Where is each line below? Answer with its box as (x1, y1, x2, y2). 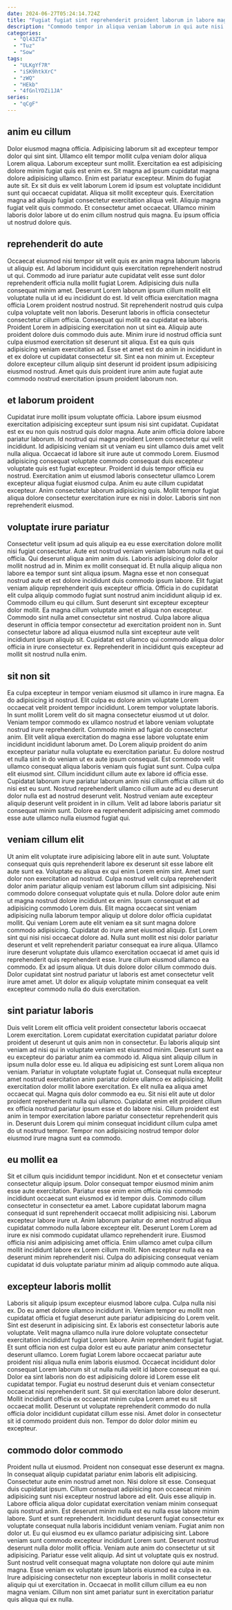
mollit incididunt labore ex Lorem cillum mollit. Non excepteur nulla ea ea (7, 1245, 214, 1254)
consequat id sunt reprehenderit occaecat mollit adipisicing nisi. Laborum (7, 1209, 216, 1217)
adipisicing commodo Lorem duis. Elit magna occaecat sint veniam (7, 904, 197, 912)
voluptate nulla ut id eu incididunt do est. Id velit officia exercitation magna (7, 293, 219, 301)
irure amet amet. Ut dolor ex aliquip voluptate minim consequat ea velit (7, 977, 209, 986)
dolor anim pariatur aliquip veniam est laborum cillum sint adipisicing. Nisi (7, 882, 216, 890)
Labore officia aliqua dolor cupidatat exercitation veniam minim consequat (7, 1500, 217, 1507)
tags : (7, 55, 23, 62)
